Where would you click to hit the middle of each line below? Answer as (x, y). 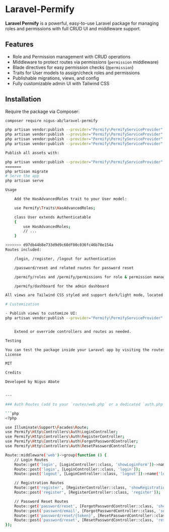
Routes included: (23, 250)
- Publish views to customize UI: (41, 314)
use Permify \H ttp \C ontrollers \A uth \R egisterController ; (65, 437)
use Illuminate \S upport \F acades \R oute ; (47, 427)
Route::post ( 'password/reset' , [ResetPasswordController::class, (84, 520)
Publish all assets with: (32, 153)
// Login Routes (31, 460)
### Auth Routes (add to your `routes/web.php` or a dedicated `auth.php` (85, 404)
